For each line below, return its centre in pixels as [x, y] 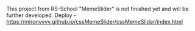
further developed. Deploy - [41, 15]
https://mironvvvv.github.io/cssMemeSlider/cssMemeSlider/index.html [95, 22]
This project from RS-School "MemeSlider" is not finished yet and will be [97, 9]
